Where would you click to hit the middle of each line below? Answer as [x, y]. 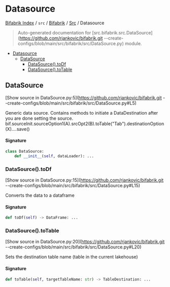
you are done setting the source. [39, 118]
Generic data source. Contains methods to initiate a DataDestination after [82, 113]
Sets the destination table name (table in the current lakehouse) [72, 257]
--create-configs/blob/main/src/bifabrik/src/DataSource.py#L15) [73, 185]
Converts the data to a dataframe [40, 195]
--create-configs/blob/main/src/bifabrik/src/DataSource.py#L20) [73, 247]
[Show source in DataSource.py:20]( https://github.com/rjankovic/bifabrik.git [85, 242]
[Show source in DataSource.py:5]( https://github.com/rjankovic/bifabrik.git [83, 97]
